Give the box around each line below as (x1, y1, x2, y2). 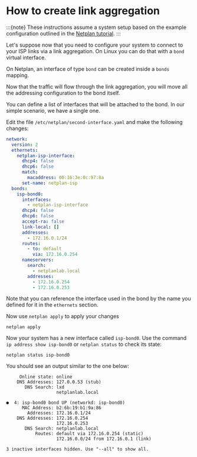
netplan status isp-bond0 (6, 352, 70, 358)
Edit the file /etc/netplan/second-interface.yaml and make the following (6, 118, 183, 125)
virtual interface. (6, 54, 46, 61)
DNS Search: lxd (24, 384, 65, 390)
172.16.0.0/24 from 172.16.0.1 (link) (56, 436, 152, 442)
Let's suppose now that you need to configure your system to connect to (6, 41, 183, 48)
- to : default (27, 246, 62, 252)
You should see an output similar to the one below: (6, 363, 129, 370)
